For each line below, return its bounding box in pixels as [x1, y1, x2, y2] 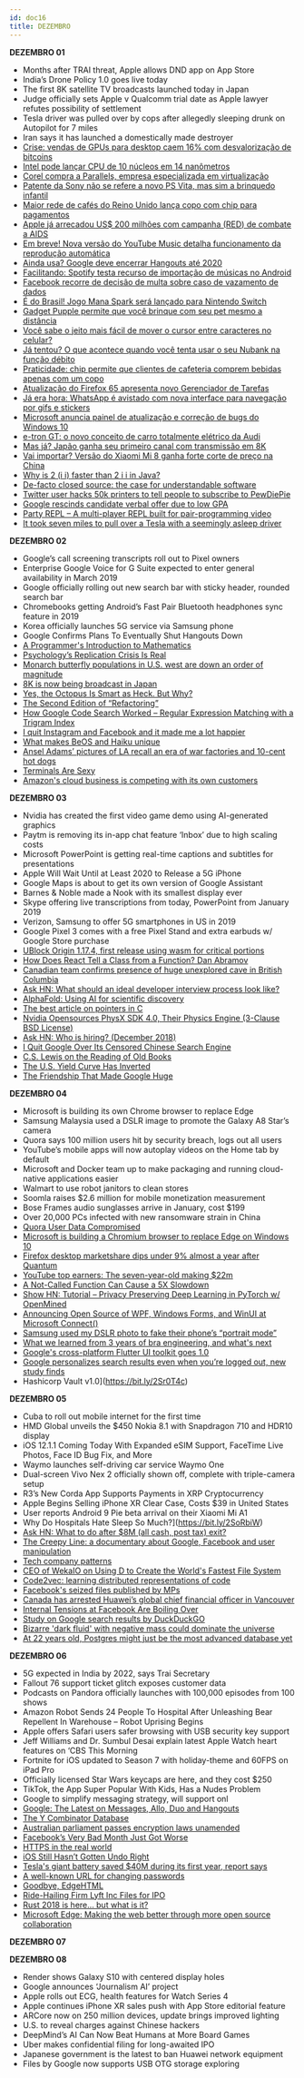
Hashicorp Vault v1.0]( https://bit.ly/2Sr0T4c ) [22, 1375, 189, 1386]
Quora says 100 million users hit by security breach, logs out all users [22, 1134, 283, 1145]
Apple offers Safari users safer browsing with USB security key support [22, 1726, 290, 1737]
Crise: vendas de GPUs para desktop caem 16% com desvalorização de [22, 142, 292, 153]
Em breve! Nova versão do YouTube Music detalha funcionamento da [22, 238, 281, 249]
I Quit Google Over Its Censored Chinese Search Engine [22, 1041, 231, 1052]
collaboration [22, 1918, 73, 1929]
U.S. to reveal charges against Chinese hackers [22, 2019, 200, 2030]
